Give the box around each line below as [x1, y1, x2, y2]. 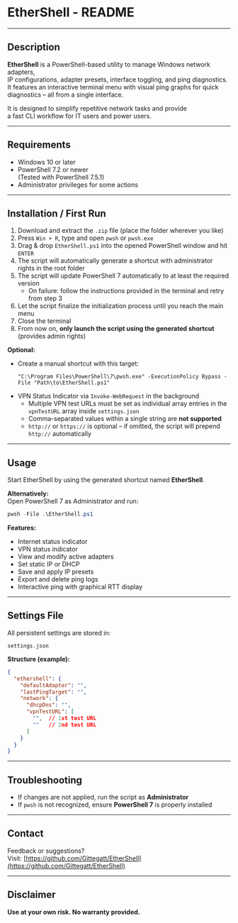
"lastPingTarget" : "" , [20, 688, 87, 696]
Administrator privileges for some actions [17, 180, 139, 189]
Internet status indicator [17, 537, 88, 546]
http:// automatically [28, 430, 92, 438]
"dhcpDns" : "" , [25, 701, 72, 709]
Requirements [7, 139, 71, 151]
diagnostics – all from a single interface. [7, 90, 124, 99]
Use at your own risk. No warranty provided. [7, 907, 140, 916]
